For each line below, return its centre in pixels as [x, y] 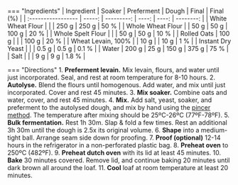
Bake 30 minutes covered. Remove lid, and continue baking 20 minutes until [119, 160]
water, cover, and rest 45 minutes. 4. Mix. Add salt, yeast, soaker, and [110, 100]
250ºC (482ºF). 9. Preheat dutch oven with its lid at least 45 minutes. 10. [114, 153]
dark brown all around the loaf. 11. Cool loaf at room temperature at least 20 [118, 168]
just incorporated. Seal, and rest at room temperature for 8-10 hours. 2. [111, 77]
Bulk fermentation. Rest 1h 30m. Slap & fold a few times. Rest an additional [117, 123]
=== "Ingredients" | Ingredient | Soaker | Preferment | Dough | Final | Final [115, 11]
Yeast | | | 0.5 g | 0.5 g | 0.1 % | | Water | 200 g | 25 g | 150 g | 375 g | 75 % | [118, 49]
